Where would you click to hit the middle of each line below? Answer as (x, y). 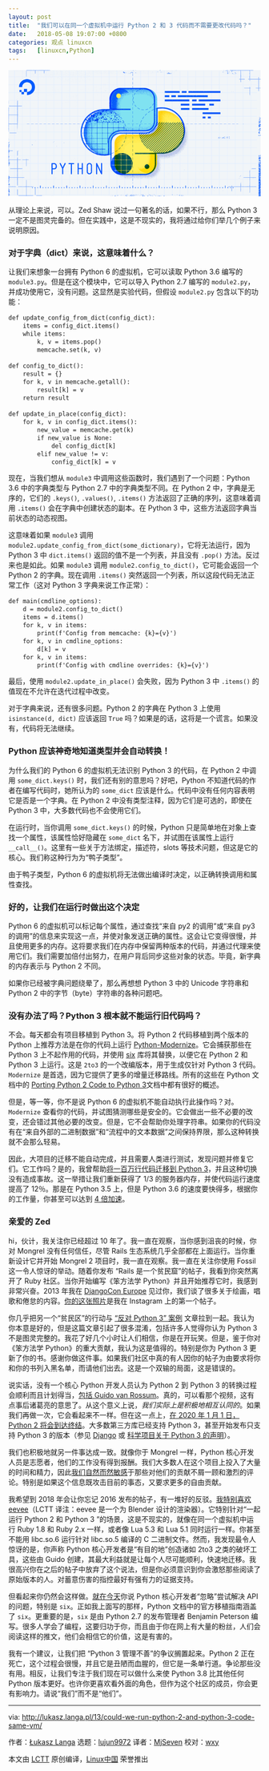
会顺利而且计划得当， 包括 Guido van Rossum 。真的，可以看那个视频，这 (128, 1395)
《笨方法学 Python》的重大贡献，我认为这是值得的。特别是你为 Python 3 (128, 1348)
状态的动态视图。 (43, 518)
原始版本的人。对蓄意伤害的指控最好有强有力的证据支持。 (103, 1579)
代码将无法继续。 (50, 728)
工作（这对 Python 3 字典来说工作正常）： (82, 586)
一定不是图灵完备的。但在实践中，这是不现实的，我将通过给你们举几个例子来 (134, 220)
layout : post (30, 17)
